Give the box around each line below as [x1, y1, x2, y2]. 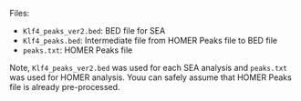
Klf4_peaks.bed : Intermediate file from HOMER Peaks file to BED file [22, 35, 278, 45]
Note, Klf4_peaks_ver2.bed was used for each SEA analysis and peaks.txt [9, 63, 287, 73]
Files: [9, 8, 30, 18]
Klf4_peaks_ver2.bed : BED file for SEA [22, 25, 166, 35]
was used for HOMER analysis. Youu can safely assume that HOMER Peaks [9, 72, 292, 83]
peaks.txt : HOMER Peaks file [22, 45, 133, 56]
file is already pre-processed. [9, 82, 120, 92]
